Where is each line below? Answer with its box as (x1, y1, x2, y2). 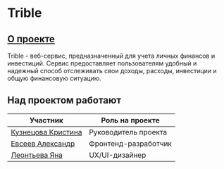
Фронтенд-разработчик (89, 139, 173, 149)
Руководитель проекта (89, 127, 168, 137)
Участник (29, 115, 63, 125)
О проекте (7, 33, 55, 45)
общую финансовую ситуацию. (7, 74, 102, 82)
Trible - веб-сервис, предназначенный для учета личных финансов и (7, 51, 216, 60)
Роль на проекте (101, 115, 160, 125)
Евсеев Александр (11, 139, 75, 149)
